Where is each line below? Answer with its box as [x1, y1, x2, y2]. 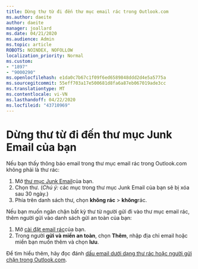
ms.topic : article [6, 42, 52, 48]
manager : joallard [6, 25, 52, 31]
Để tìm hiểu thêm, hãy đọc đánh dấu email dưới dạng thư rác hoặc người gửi [6, 250, 192, 257]
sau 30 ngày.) [14, 190, 49, 197]
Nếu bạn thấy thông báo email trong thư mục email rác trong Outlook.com [6, 160, 187, 167]
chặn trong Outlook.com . [6, 256, 67, 264]
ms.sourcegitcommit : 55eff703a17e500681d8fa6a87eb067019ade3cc [6, 81, 166, 87]
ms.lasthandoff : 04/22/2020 [6, 97, 76, 103]
